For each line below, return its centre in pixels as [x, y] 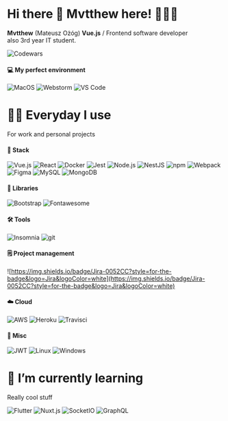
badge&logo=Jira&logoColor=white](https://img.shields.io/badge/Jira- [106, 278]
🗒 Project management [41, 254]
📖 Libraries [23, 188]
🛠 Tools [19, 219]
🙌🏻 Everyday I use [59, 115]
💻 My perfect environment [46, 70]
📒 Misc [17, 335]
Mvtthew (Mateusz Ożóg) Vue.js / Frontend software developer [98, 33]
